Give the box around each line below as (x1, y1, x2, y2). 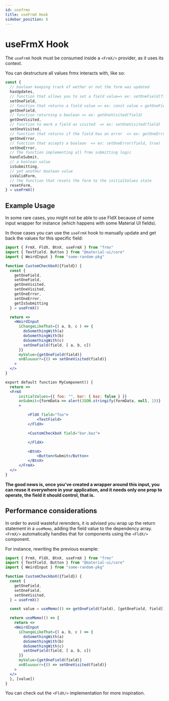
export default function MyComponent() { (5, 379, 94, 385)
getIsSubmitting (14, 300, 49, 306)
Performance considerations (5, 507, 97, 515)
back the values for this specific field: (5, 235, 83, 242)
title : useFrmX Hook (5, 12, 49, 17)
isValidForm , (10, 173, 37, 179)
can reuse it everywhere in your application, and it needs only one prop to (5, 487, 162, 493)
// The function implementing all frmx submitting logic (10, 150, 132, 155)
